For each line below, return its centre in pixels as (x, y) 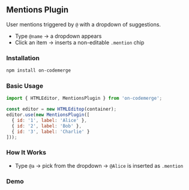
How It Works (26, 153)
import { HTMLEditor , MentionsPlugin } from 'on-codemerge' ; (84, 99)
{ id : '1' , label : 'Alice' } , (49, 120)
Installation (23, 58)
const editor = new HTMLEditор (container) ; (61, 109)
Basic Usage (25, 85)
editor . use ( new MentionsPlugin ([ (48, 115)
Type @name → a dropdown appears (58, 36)
